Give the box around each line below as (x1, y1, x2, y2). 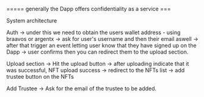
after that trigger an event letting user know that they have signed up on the (6, 42, 197, 49)
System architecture (6, 17, 57, 24)
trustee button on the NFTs (6, 73, 75, 80)
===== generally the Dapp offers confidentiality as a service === (6, 5, 171, 12)
